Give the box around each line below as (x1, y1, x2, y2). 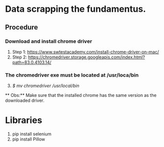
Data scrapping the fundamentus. (5, 3, 146, 15)
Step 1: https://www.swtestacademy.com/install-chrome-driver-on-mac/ (12, 49, 159, 55)
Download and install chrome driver (5, 38, 93, 45)
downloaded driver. (5, 97, 45, 104)
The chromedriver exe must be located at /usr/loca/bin (5, 71, 139, 78)
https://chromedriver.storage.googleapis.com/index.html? (28, 54, 145, 60)
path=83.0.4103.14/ (12, 59, 52, 65)
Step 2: (12, 54, 27, 60)
